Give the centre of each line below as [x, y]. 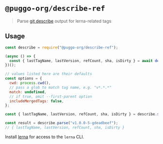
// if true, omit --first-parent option [51, 96]
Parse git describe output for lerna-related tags [64, 21]
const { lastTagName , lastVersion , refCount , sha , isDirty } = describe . [81, 114]
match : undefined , [28, 92]
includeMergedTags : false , [37, 101]
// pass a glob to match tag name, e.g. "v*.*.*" [60, 87]
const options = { [24, 79]
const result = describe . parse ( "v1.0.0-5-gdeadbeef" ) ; [62, 123]
